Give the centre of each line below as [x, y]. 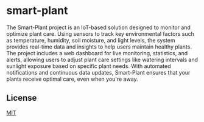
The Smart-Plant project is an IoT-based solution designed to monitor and [98, 27]
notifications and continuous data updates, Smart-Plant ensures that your [98, 72]
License [22, 98]
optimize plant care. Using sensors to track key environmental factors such [100, 33]
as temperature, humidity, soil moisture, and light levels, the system [91, 40]
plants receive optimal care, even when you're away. [72, 79]
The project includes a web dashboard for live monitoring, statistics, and [97, 53]
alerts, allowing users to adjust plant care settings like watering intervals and [102, 59]
